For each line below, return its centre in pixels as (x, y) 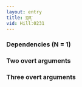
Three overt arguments (41, 77)
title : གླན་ (19, 18)
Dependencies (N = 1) (39, 44)
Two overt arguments (39, 61)
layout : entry (24, 12)
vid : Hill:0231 (26, 23)
